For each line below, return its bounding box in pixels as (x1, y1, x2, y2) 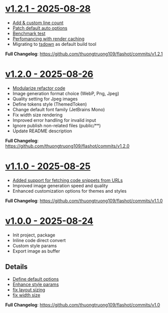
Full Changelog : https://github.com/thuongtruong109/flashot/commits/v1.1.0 (5, 197, 163, 204)
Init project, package (12, 232, 55, 238)
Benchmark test (12, 30, 46, 36)
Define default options (12, 276, 59, 282)
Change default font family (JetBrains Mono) (12, 106, 105, 112)
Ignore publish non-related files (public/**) (12, 122, 101, 128)
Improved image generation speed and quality (12, 182, 108, 189)
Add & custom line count (12, 20, 64, 26)
